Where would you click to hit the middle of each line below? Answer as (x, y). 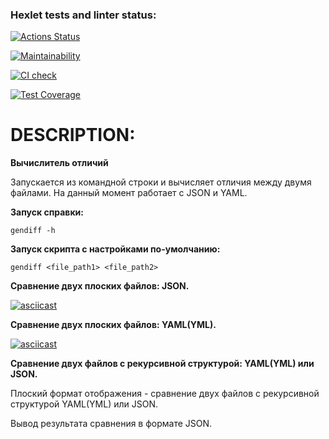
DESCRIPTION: (73, 135)
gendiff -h (33, 231)
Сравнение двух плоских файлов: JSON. (100, 286)
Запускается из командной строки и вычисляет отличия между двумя (161, 182)
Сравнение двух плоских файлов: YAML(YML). (113, 325)
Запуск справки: (47, 212)
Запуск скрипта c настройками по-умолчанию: (115, 249)
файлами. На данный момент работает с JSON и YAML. (129, 193)
